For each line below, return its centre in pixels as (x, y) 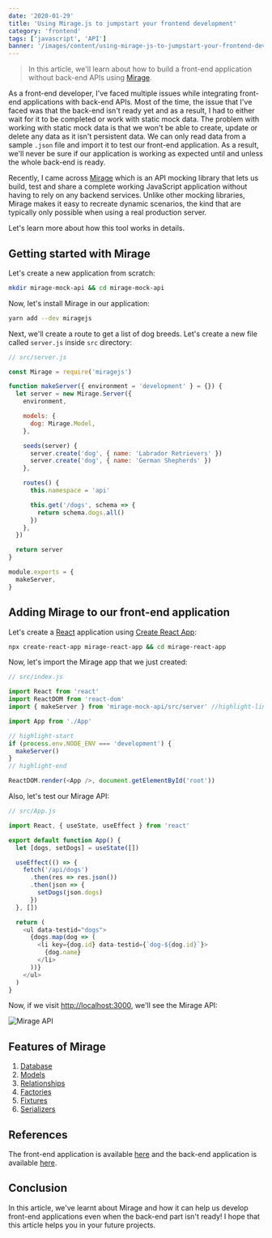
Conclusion (38, 1188)
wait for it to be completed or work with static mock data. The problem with (134, 119)
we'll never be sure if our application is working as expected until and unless (136, 154)
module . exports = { (41, 572)
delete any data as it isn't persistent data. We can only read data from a (127, 137)
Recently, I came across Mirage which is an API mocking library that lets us (134, 178)
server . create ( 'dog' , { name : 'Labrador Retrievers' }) (126, 453)
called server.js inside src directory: (70, 342)
